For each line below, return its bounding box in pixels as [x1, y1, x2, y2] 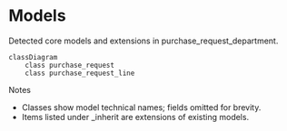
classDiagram [8, 52, 58, 61]
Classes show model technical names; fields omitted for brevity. [21, 101, 262, 113]
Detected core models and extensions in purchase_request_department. [8, 35, 279, 46]
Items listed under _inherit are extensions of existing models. [21, 111, 250, 122]
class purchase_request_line [25, 69, 135, 78]
